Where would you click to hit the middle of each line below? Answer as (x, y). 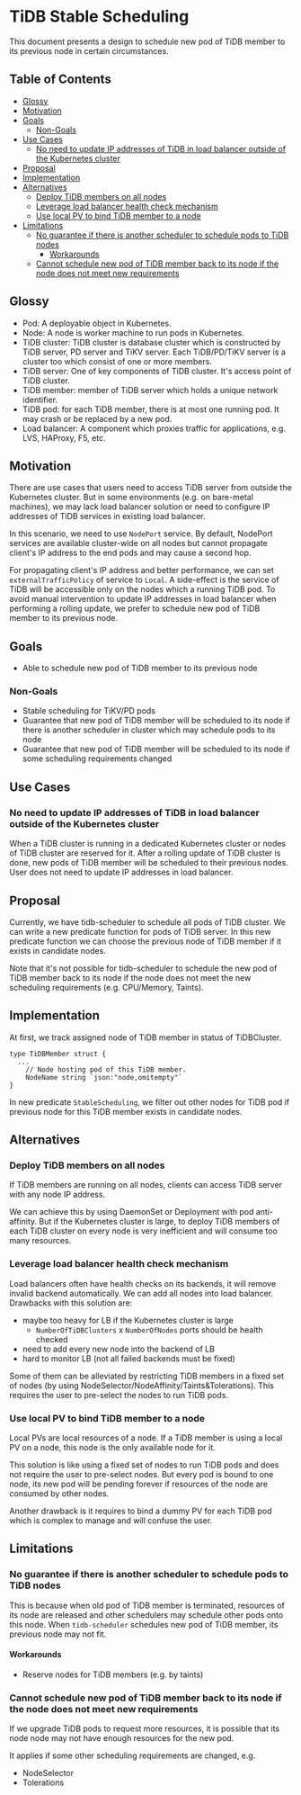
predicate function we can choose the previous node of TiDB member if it (145, 941)
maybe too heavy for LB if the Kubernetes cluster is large (128, 1320)
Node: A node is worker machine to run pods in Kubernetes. (133, 332)
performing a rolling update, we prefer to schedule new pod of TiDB (135, 608)
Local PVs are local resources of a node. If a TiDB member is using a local (146, 1438)
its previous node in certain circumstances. (89, 50)
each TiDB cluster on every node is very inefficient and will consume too (144, 1231)
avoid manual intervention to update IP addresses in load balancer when (143, 599)
